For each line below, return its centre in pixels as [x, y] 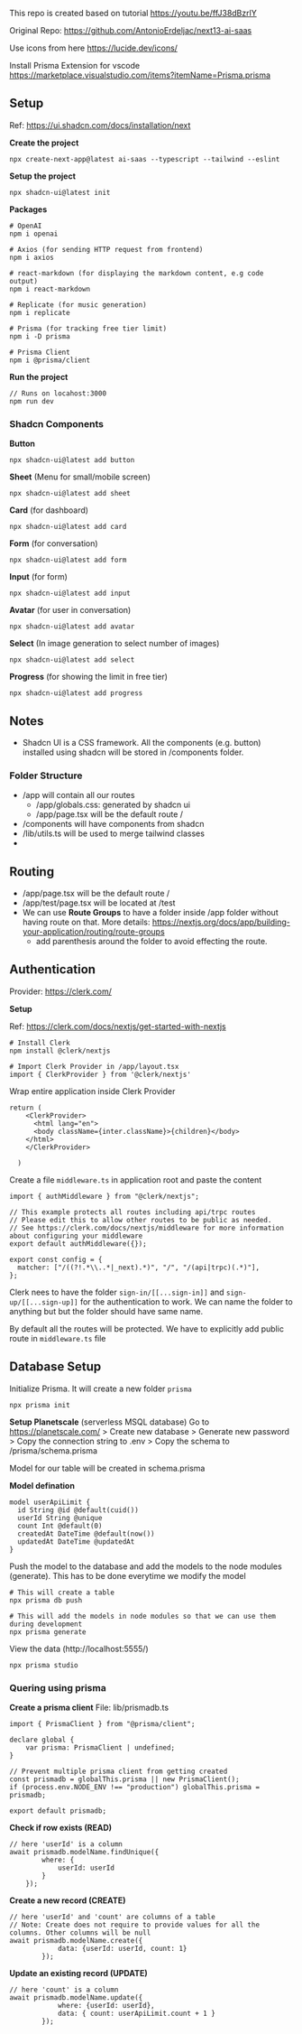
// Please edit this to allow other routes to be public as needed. [141, 1220]
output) [24, 281]
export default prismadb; [58, 1811]
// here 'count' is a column [64, 1990]
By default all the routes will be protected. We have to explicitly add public [146, 1328]
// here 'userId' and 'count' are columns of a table [113, 1917]
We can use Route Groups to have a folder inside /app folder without [150, 913]
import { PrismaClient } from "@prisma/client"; [102, 1723]
